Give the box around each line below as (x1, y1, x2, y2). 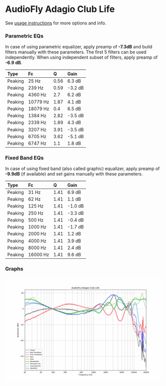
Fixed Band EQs (5, 154, 44, 161)
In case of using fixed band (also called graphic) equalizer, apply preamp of (5, 166, 160, 172)
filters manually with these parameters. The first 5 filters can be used (5, 49, 147, 55)
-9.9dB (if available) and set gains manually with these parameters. (5, 171, 143, 177)
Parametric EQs (5, 32, 44, 39)
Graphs (5, 265, 23, 272)
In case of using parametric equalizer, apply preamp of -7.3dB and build (5, 44, 153, 50)
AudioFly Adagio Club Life (5, 3, 115, 15)
